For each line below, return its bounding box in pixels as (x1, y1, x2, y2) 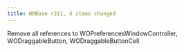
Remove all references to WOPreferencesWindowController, (7, 29, 178, 37)
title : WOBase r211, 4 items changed (7, 10, 116, 17)
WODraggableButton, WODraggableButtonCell (7, 36, 140, 45)
